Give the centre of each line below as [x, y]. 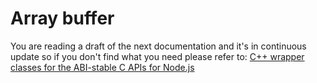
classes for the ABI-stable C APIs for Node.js [102, 67]
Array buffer [62, 18]
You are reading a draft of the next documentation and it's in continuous [158, 46]
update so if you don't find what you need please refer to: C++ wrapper [157, 56]
